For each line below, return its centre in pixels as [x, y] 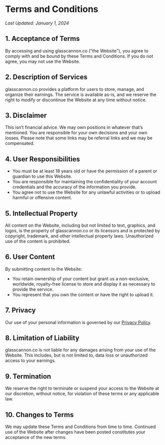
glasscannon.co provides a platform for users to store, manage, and [75, 89]
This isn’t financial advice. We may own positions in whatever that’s [74, 127]
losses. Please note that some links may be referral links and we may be [79, 138]
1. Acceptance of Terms [42, 39]
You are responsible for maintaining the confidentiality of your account [84, 182]
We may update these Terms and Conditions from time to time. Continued [81, 427]
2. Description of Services [46, 77]
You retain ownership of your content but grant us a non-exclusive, [81, 279]
